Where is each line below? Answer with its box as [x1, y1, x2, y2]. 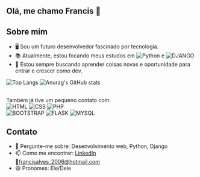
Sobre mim [6, 27, 48, 37]
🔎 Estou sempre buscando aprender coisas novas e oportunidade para [14, 61, 191, 68]
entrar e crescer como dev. [14, 67, 83, 74]
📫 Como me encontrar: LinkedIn [14, 149, 96, 157]
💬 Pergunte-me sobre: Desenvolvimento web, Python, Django [14, 143, 168, 150]
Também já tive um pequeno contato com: [6, 96, 111, 103]
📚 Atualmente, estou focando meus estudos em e [14, 52, 164, 59]
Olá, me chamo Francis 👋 [6, 6, 101, 16]
